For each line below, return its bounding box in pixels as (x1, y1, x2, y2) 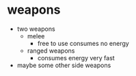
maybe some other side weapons (16, 61, 111, 69)
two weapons (16, 25, 56, 33)
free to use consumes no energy (37, 39, 130, 47)
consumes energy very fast (37, 53, 115, 62)
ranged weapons (27, 47, 75, 55)
